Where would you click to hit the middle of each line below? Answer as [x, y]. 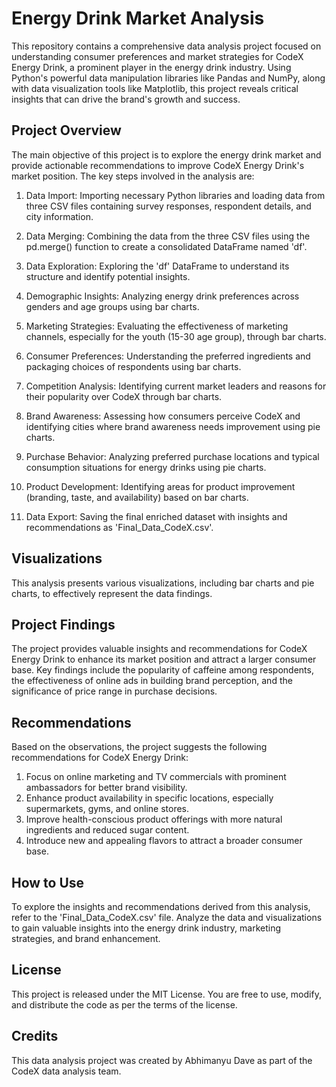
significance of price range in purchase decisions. [114, 691]
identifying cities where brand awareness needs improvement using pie [173, 426]
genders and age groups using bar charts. [112, 306]
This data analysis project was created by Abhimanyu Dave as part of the [162, 1060]
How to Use [48, 882]
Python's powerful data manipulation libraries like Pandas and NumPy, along [168, 78]
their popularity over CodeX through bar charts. [124, 396]
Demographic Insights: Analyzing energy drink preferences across [162, 296]
